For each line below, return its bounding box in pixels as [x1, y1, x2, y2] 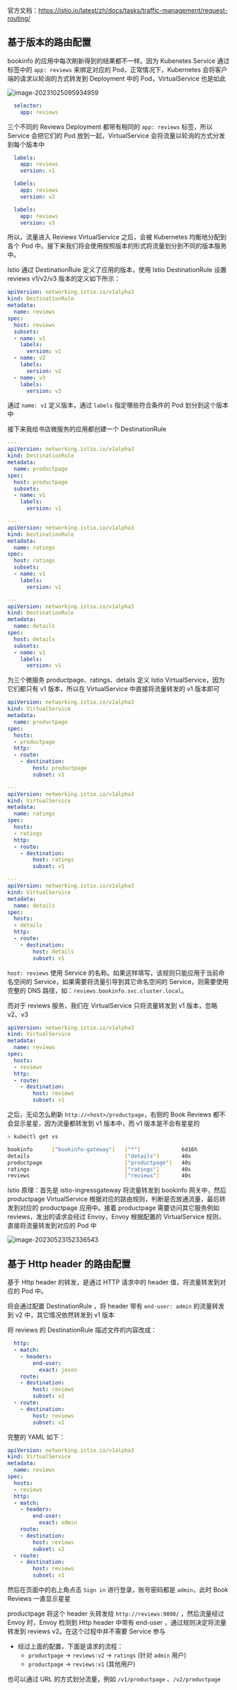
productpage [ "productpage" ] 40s [7, 1159, 192, 1166]
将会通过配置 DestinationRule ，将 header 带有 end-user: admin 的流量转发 [7, 1302, 225, 1311]
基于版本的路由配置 [7, 36, 91, 48]
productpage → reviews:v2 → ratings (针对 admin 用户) [28, 1651, 187, 1659]
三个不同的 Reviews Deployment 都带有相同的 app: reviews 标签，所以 [7, 122, 213, 131]
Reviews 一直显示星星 [7, 1594, 71, 1602]
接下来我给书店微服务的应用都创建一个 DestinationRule [7, 425, 167, 433]
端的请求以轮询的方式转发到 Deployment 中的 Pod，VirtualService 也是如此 [7, 74, 226, 83]
